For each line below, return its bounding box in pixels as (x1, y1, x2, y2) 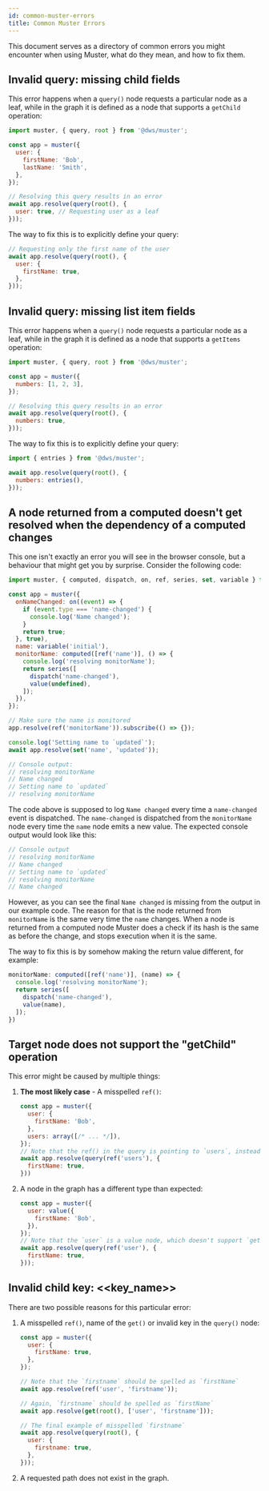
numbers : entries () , (15, 476, 84, 484)
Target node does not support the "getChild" (8, 1038, 237, 1051)
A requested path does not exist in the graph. (19, 1473, 170, 1482)
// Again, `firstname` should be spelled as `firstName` (19, 1399, 215, 1408)
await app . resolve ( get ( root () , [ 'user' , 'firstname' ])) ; (19, 1407, 215, 1415)
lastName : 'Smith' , (22, 163, 88, 171)
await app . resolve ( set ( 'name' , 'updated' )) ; (8, 745, 159, 754)
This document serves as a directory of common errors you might (8, 41, 226, 50)
